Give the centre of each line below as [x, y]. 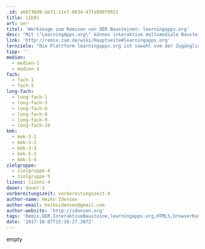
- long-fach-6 [30, 108]
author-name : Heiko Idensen [42, 199]
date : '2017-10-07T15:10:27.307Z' [50, 222]
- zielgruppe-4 [31, 171]
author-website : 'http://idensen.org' [56, 211]
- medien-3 [26, 69]
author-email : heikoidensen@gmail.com [56, 205]
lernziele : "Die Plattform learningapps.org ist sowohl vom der [90, 46]
